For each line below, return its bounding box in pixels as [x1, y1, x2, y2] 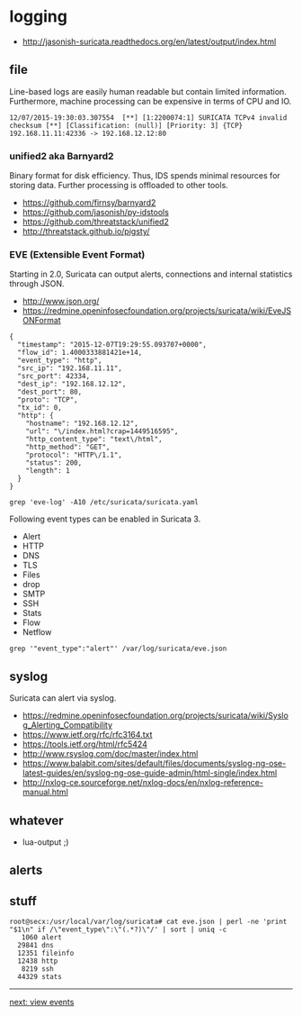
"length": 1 [25, 467, 70, 476]
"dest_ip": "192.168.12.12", [17, 380, 127, 389]
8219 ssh [21, 965, 54, 974]
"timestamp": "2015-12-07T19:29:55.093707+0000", [17, 340, 207, 349]
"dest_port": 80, [17, 387, 83, 397]
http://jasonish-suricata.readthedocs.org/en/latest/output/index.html [22, 36, 277, 47]
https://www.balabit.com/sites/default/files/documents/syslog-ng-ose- [22, 758, 287, 769]
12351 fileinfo [17, 948, 75, 958]
